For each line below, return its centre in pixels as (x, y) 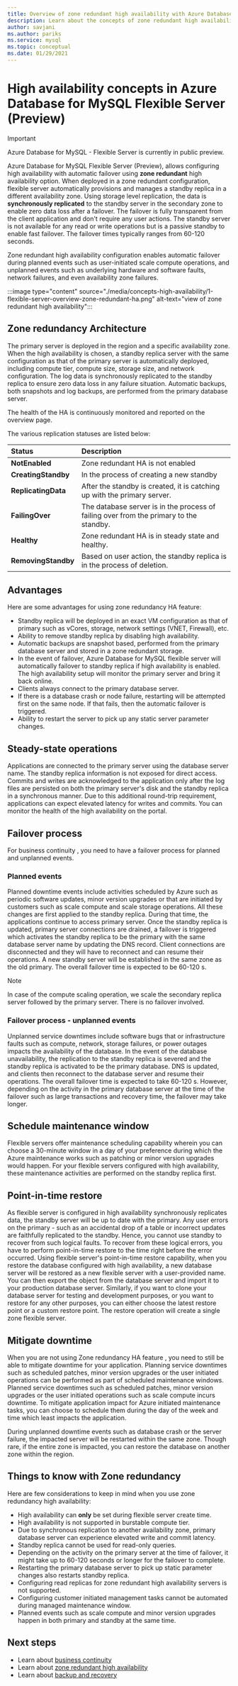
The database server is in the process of (148, 506)
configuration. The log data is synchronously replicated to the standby (110, 376)
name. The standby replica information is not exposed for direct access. (112, 773)
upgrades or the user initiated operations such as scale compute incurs (112, 1395)
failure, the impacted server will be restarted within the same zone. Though (117, 1439)
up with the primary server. (126, 495)
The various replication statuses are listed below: (79, 433)
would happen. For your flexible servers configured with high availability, (113, 1166)
